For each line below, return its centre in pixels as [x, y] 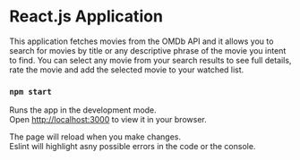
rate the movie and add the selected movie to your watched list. [127, 70]
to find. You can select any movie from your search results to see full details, [150, 60]
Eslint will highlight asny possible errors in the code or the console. [133, 147]
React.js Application [86, 17]
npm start [30, 92]
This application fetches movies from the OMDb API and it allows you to [141, 41]
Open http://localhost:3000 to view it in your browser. [108, 120]
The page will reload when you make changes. [95, 137]
